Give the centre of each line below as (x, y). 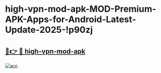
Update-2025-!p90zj (49, 30)
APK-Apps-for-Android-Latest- (71, 19)
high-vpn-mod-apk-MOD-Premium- (81, 9)
